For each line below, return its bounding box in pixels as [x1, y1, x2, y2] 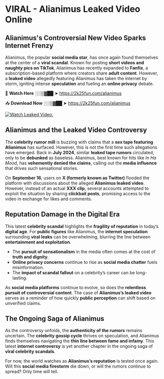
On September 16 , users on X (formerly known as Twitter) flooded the [5, 174, 150, 181]
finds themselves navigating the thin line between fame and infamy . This [5, 338, 154, 344]
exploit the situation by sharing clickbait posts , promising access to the [5, 190, 151, 196]
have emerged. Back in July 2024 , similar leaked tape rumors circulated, [5, 149, 154, 155]
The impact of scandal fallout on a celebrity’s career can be [12, 269, 135, 275]
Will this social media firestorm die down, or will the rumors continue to [5, 363, 151, 369]
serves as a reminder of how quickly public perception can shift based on [5, 295, 156, 301]
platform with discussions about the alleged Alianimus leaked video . [5, 180, 145, 186]
